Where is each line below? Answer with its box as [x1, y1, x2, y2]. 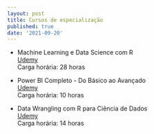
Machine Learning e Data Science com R [17, 48, 133, 57]
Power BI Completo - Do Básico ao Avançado [17, 77, 146, 85]
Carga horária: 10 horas [17, 91, 84, 99]
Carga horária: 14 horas [17, 119, 84, 128]
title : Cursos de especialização [7, 17, 104, 23]
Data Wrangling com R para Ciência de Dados [17, 104, 148, 113]
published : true [7, 23, 54, 30]
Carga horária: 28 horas [17, 63, 86, 71]
